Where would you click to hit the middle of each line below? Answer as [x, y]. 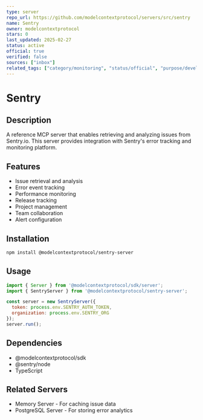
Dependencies [34, 343]
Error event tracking [40, 187]
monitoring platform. [32, 147]
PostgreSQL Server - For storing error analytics [74, 410]
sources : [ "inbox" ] [31, 62]
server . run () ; [24, 324]
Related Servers [37, 389]
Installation [28, 238]
